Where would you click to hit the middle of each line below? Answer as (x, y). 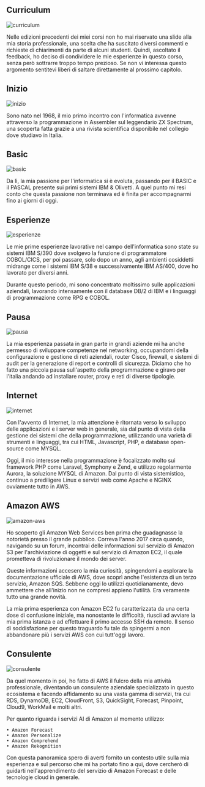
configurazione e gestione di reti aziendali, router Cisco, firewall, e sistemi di (102, 357)
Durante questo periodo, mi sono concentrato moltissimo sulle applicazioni (101, 284)
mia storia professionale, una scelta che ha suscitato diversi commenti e (97, 43)
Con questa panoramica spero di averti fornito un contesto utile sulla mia (98, 758)
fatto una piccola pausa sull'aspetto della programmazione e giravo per (96, 370)
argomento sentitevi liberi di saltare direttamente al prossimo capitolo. (94, 69)
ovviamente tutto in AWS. (38, 486)
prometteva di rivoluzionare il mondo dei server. (66, 558)
